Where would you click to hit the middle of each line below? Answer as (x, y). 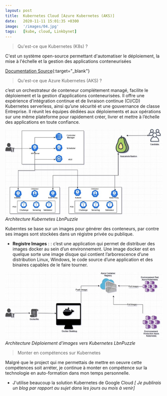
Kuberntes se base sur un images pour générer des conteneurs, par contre (82, 229)
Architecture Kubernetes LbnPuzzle (42, 219)
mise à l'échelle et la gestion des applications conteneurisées (68, 61)
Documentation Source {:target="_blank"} (48, 71)
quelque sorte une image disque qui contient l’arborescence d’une (80, 254)
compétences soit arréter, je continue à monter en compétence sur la (76, 368)
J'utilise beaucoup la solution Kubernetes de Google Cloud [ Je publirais (87, 383)
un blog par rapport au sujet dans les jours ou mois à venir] (74, 388)
